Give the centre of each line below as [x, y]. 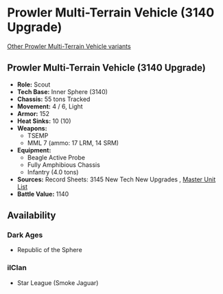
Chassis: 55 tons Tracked [54, 99]
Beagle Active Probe [56, 157]
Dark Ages [25, 235]
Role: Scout [34, 84]
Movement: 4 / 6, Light [50, 106]
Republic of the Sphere [49, 250]
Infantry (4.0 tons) [53, 172]
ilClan [17, 268]
